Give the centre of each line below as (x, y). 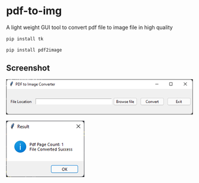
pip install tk (25, 39)
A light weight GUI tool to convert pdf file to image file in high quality (89, 27)
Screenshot (28, 68)
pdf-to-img (34, 11)
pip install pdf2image (34, 50)
